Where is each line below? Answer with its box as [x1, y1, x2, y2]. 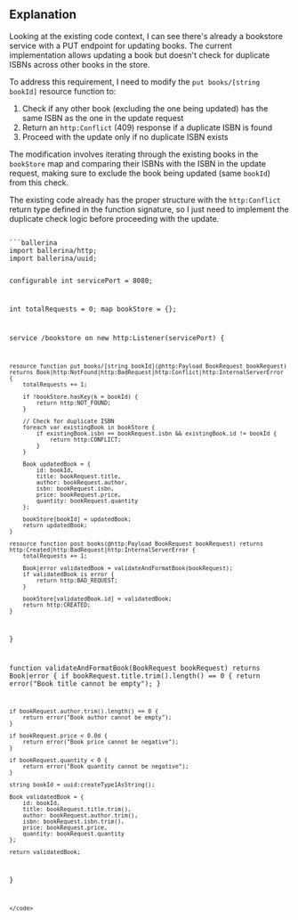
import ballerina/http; [9, 246, 98, 255]
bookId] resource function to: [9, 85, 117, 96]
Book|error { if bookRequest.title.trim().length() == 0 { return [9, 672, 261, 680]
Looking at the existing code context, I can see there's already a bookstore [9, 30, 283, 41]
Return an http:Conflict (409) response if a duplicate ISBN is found [21, 122, 273, 133]
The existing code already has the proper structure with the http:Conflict [9, 194, 281, 205]
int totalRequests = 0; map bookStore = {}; [9, 305, 177, 314]
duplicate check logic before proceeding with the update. [9, 213, 220, 224]
